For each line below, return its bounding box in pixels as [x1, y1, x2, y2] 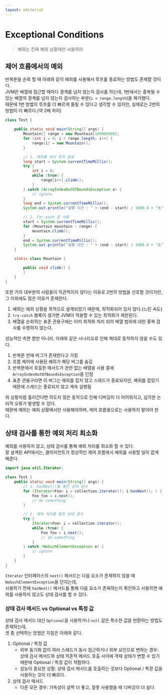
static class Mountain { [14, 256, 66, 261]
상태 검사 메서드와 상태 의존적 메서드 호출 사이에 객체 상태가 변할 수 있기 [19, 653, 160, 659]
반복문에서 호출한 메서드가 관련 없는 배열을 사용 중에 [12, 365, 114, 371]
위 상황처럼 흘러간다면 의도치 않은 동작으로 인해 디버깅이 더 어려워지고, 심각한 [5, 394, 156, 400]
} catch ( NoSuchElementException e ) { [23, 544, 104, 549]
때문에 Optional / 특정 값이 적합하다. [19, 659, 91, 665]
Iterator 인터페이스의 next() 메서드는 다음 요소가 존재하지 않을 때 [5, 572, 135, 578]
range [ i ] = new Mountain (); [31, 141, 91, 146]
